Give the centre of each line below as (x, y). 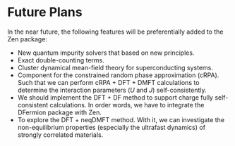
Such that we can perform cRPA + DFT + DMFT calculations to (108, 82)
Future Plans (45, 12)
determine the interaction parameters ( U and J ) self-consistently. (112, 90)
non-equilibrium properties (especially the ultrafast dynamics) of (112, 127)
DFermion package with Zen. (60, 112)
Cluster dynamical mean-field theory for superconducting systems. (115, 67)
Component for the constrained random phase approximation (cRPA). (118, 75)
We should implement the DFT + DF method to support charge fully (115, 97)
